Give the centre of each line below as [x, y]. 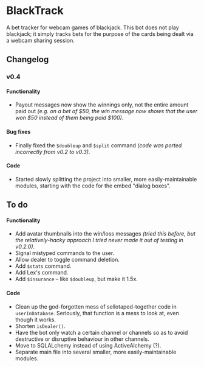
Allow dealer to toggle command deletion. [67, 260]
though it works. [36, 320]
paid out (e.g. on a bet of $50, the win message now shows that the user [106, 111]
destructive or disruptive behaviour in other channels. [82, 339]
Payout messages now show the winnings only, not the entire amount [102, 105]
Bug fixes [19, 132]
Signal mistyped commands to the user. [65, 253]
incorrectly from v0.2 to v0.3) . [53, 152]
